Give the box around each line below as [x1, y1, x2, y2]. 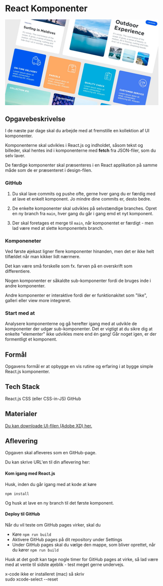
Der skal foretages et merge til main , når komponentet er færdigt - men [12, 220, 154, 226]
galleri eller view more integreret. [5, 297, 72, 303]
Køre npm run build [12, 531, 52, 537]
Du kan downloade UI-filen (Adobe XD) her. [5, 423, 92, 428]
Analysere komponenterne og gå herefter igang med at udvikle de [5, 321, 137, 327]
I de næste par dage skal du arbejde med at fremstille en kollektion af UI [5, 128, 150, 134]
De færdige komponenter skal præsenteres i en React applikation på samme [5, 162, 158, 168]
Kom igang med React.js [5, 470, 55, 476]
